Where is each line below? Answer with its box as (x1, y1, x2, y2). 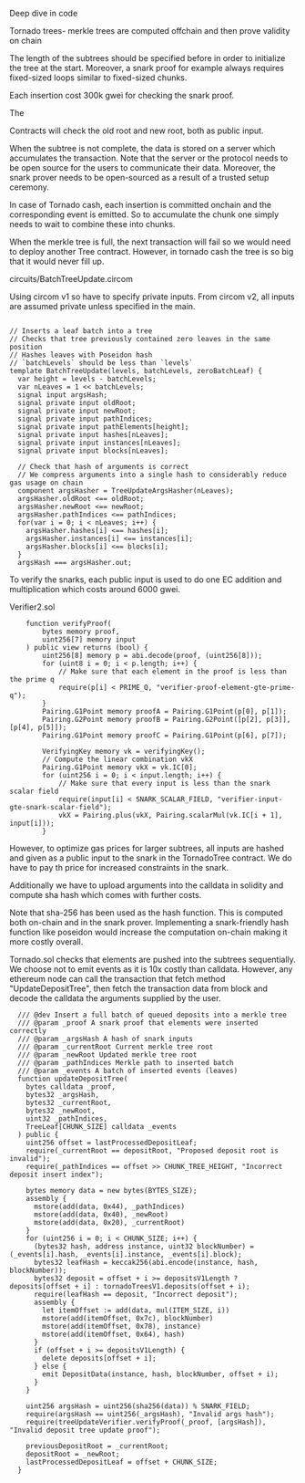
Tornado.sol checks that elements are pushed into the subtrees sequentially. (9, 954, 296, 965)
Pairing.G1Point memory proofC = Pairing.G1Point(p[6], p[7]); (42, 731, 287, 740)
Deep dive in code (9, 8, 78, 18)
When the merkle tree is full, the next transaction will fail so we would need (9, 236, 291, 247)
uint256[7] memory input (42, 635, 137, 644)
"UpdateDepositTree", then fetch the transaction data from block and (9, 983, 269, 994)
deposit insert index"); (9, 1170, 104, 1179)
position (9, 342, 43, 351)
